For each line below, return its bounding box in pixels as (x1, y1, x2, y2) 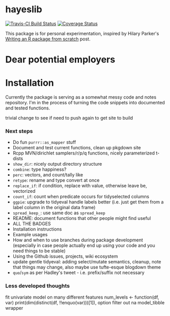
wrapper (5, 305, 24, 311)
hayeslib (5, 4, 42, 15)
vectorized (12, 188, 36, 194)
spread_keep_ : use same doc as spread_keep (12, 210, 105, 216)
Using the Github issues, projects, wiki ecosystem (12, 253, 118, 259)
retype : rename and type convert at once (12, 177, 100, 184)
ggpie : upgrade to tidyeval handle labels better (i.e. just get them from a (12, 199, 164, 205)
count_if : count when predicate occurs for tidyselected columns (12, 193, 150, 200)
